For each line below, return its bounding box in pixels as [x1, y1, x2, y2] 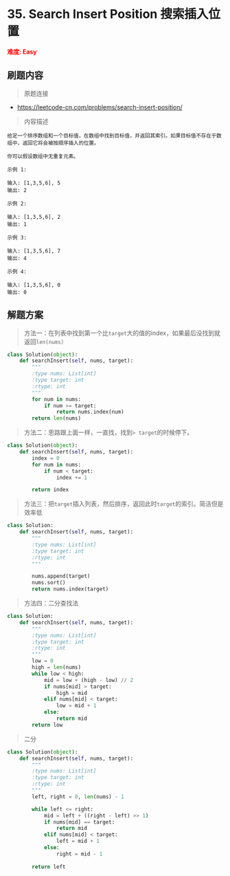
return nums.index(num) [56, 409, 125, 416]
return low [32, 721, 63, 728]
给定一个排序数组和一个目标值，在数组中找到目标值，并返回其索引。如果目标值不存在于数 [7, 132, 222, 139]
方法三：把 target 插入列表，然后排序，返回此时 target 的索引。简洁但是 [23, 500, 224, 508]
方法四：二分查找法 [23, 599, 79, 608]
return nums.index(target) [32, 586, 109, 592]
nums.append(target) [32, 573, 91, 580]
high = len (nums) [32, 664, 81, 671]
